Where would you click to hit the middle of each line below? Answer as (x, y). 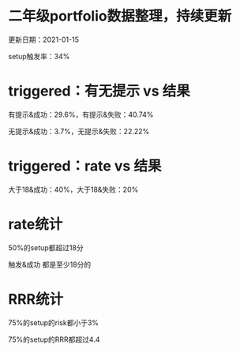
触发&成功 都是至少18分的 (50, 264)
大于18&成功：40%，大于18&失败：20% (73, 189)
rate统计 (36, 224)
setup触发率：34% (39, 56)
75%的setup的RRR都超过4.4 (54, 339)
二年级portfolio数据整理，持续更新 (120, 16)
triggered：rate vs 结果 (85, 166)
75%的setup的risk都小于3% (54, 322)
